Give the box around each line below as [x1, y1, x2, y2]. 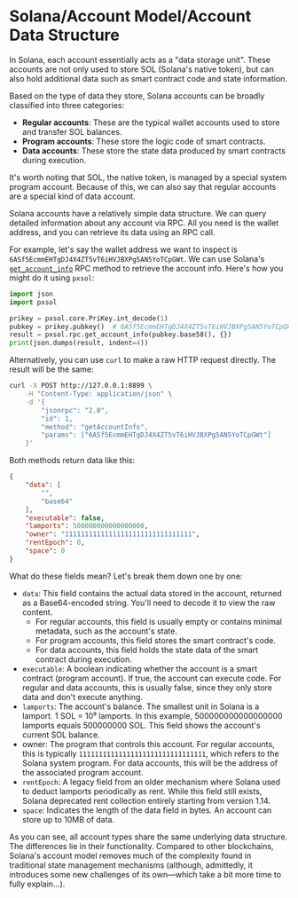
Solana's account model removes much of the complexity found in [9, 850, 252, 861]
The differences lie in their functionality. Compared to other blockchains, [9, 840, 274, 851]
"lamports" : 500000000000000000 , [25, 522, 149, 531]
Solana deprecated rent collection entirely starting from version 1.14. [21, 795, 271, 806]
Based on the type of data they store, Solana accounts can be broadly [9, 91, 265, 101]
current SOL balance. [21, 729, 100, 740]
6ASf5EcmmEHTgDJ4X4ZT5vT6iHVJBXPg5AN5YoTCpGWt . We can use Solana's [9, 253, 265, 264]
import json [9, 289, 53, 298]
